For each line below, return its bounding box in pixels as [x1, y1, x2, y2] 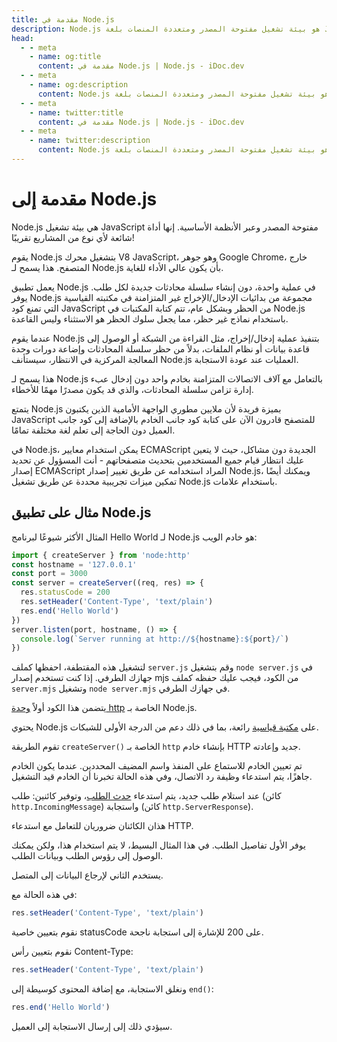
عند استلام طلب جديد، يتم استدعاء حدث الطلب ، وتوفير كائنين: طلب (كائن [11, 790, 282, 802]
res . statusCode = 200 [20, 587, 111, 598]
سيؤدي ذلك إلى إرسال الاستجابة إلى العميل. [11, 1020, 173, 1032]
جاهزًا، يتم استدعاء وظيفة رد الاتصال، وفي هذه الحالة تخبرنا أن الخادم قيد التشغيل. [11, 771, 313, 783]
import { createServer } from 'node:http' [11, 550, 191, 560]
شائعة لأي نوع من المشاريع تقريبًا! [11, 231, 135, 243]
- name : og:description [29, 80, 129, 90]
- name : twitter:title [29, 107, 124, 118]
